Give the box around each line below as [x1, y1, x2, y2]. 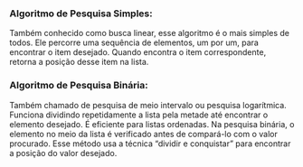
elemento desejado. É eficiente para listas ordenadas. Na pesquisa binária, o [9, 118, 295, 129]
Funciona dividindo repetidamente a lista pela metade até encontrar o [9, 109, 269, 120]
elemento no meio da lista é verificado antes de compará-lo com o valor [9, 128, 278, 139]
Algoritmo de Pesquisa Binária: [9, 79, 148, 92]
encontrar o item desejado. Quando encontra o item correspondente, [9, 47, 267, 58]
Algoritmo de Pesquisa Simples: [9, 7, 153, 20]
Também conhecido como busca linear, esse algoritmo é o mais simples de [9, 28, 289, 39]
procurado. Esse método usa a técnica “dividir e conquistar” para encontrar [9, 138, 291, 149]
